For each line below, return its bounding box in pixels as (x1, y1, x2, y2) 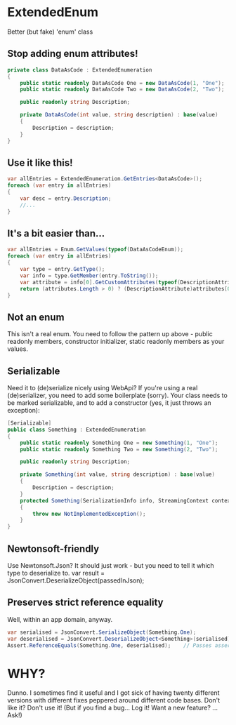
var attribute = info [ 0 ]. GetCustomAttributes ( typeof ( (20, 279, 181, 286)
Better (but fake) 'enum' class (7, 27, 93, 36)
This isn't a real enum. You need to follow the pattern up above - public (7, 330, 213, 338)
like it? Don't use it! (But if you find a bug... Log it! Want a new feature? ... (7, 703, 218, 712)
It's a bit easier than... (7, 227, 105, 239)
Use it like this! (7, 157, 73, 168)
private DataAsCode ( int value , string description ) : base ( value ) (20, 112, 218, 119)
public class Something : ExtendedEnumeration (7, 426, 146, 433)
